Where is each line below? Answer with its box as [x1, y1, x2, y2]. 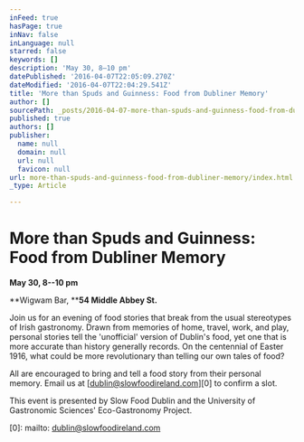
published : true [9, 114, 71, 123]
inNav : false [9, 30, 59, 39]
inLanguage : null [9, 38, 75, 48]
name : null [17, 139, 59, 148]
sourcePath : [9, 106, 54, 115]
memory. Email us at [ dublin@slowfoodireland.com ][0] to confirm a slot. [9, 378, 278, 389]
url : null [17, 155, 54, 165]
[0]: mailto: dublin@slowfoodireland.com [9, 422, 161, 434]
